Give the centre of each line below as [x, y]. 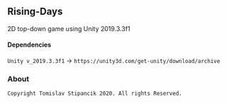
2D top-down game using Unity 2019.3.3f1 [69, 28]
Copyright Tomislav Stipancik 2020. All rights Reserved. [95, 94]
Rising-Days [35, 12]
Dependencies [29, 45]
